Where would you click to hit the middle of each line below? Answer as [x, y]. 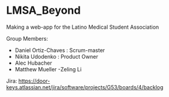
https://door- [34, 81]
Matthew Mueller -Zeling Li [48, 69]
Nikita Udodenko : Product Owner [56, 56]
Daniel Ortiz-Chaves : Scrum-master [60, 50]
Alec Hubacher [33, 63]
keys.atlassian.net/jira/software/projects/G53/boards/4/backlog [85, 87]
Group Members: [27, 38]
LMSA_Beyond [43, 10]
